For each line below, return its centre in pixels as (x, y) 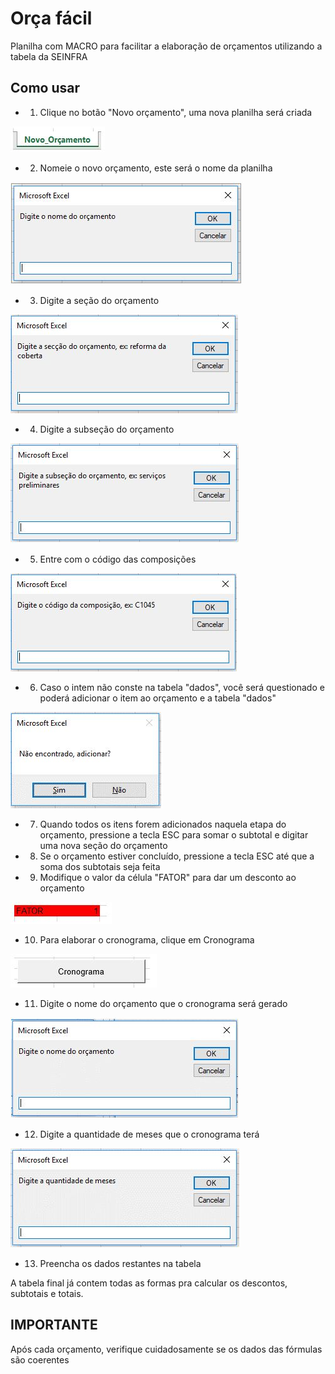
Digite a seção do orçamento (99, 300)
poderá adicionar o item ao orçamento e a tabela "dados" (158, 698)
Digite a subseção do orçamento (107, 429)
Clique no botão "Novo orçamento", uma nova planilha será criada (176, 112)
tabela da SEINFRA (49, 56)
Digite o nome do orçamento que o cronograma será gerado (163, 1003)
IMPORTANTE (54, 1325)
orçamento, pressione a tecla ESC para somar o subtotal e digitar (174, 834)
